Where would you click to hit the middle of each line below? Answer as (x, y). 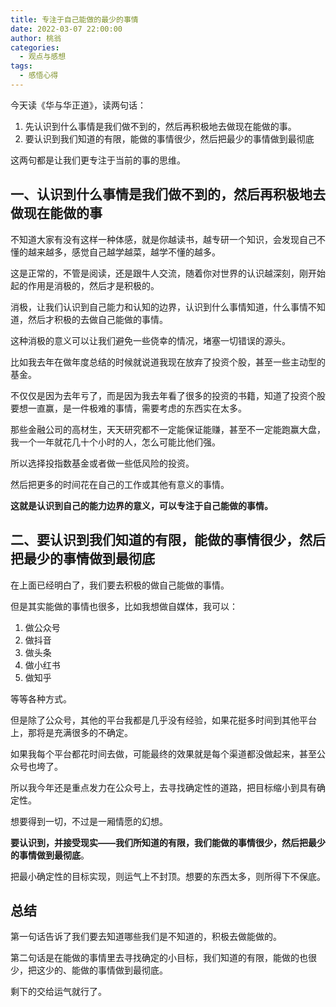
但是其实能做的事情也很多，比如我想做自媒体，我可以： (124, 606)
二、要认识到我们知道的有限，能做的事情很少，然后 (168, 540)
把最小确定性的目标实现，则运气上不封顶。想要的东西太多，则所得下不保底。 (168, 876)
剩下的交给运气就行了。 (58, 992)
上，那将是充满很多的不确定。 (71, 732)
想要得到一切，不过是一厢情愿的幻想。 (89, 821)
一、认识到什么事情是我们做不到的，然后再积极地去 (168, 194)
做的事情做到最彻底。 (123, 970)
